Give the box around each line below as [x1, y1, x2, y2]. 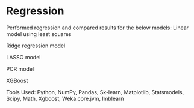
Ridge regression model [6, 42, 66, 49]
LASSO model [6, 53, 41, 61]
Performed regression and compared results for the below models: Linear [6, 24, 189, 31]
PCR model [6, 65, 34, 73]
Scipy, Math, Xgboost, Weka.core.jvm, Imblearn [6, 95, 125, 102]
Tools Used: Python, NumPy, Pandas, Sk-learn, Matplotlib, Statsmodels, [6, 88, 184, 95]
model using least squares [6, 30, 72, 37]
